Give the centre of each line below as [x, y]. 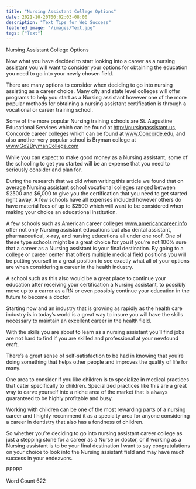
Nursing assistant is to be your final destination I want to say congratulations [98, 446]
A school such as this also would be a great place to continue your [86, 278]
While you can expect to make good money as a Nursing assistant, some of [97, 157]
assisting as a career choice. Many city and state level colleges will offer [93, 91]
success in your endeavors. [39, 458]
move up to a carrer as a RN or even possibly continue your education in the [98, 291]
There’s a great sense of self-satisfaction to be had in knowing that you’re [95, 356]
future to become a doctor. [38, 297]
